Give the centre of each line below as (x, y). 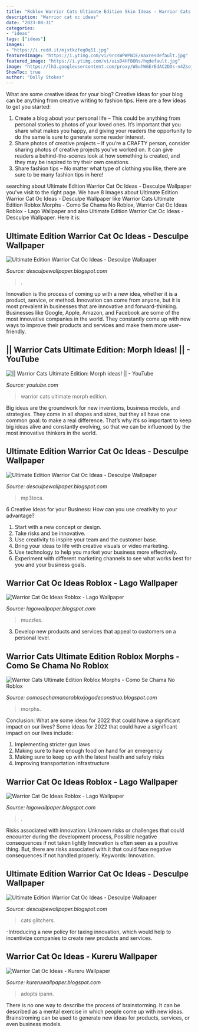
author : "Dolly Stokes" (35, 77)
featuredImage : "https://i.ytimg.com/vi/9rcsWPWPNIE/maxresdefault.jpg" (97, 55)
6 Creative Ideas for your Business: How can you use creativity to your (92, 509)
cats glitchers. (38, 920)
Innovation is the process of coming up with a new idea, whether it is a (92, 293)
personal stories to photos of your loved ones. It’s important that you (98, 125)
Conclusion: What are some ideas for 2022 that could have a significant (93, 720)
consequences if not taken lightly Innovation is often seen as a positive (92, 843)
